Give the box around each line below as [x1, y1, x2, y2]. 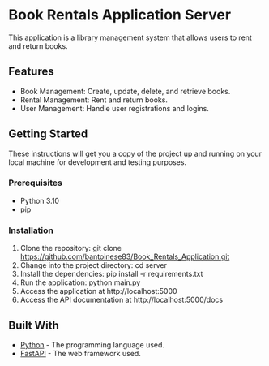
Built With [8, 318, 59, 332]
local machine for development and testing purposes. [8, 157, 187, 167]
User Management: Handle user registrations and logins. [19, 103, 209, 113]
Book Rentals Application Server [8, 6, 232, 24]
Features [8, 65, 54, 79]
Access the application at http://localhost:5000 [19, 286, 177, 296]
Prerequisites [8, 177, 62, 188]
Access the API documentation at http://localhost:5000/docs [19, 295, 224, 305]
